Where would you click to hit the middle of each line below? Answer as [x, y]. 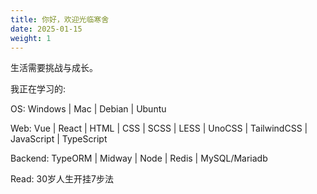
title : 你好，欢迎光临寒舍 [60, 19]
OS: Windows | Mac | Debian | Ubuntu [88, 109]
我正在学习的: [38, 89]
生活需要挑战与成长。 [54, 68]
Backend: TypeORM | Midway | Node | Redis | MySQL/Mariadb [139, 158]
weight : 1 [31, 38]
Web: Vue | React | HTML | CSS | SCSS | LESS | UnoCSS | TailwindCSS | [159, 128]
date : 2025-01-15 [46, 29]
